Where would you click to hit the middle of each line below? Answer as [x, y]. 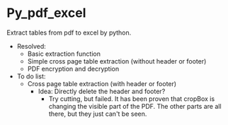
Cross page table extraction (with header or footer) [102, 83]
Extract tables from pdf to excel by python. [69, 32]
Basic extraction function [64, 54]
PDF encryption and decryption [73, 69]
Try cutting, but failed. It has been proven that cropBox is [132, 99]
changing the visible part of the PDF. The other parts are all [135, 106]
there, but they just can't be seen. [98, 114]
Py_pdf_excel [46, 13]
